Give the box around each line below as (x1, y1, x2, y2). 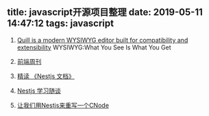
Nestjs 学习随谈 (16, 86, 62, 95)
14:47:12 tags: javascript (7, 18, 114, 30)
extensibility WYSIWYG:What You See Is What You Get (16, 43, 171, 51)
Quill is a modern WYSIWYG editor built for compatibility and (16, 36, 188, 44)
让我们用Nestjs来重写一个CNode (16, 101, 110, 109)
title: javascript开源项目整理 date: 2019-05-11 (7, 6, 204, 19)
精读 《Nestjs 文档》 (16, 71, 75, 80)
